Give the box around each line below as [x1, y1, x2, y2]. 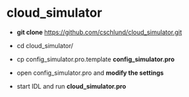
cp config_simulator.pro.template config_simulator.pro [16, 54, 175, 64]
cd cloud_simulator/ [16, 41, 74, 50]
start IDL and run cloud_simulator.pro [16, 82, 126, 90]
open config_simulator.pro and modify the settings [16, 68, 165, 77]
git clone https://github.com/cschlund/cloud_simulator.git [16, 28, 183, 36]
